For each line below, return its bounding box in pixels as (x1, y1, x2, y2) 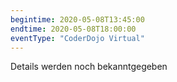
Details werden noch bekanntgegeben (10, 61, 168, 73)
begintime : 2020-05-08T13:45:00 (10, 14, 145, 25)
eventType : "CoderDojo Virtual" (10, 33, 145, 43)
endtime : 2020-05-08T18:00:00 (10, 24, 137, 34)
